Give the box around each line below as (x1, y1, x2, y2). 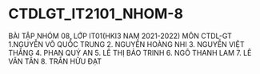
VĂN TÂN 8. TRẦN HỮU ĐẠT (8, 56, 102, 66)
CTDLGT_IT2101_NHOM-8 (8, 5, 184, 23)
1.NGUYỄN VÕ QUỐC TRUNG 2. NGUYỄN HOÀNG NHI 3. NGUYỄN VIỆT (8, 39, 245, 49)
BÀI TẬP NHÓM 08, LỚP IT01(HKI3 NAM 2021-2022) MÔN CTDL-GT (8, 31, 232, 41)
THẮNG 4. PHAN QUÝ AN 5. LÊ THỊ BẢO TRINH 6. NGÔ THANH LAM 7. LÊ (8, 48, 252, 57)
